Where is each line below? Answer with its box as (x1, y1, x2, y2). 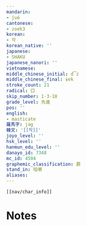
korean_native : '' (6, 43, 52, 49)
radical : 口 (6, 88, 35, 94)
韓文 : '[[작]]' (6, 127, 41, 133)
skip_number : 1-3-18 (6, 93, 58, 99)
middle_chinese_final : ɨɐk (6, 76, 74, 82)
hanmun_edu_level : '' (6, 144, 61, 150)
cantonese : (6, 20, 34, 26)
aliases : (6, 172, 28, 179)
